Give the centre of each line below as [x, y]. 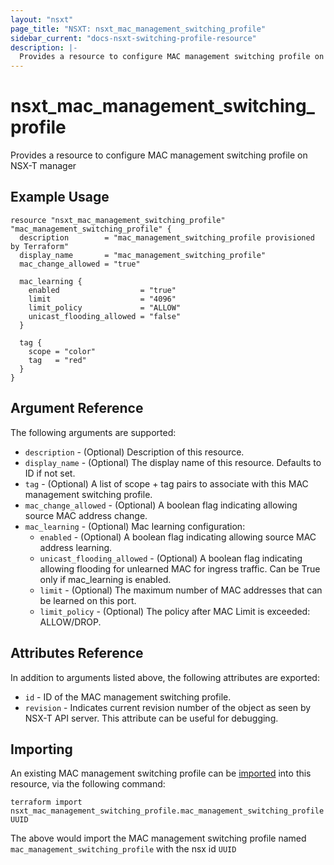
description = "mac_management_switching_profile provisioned [167, 237]
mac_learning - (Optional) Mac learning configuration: [135, 526]
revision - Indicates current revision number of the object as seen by [168, 707]
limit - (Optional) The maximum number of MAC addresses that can [181, 590]
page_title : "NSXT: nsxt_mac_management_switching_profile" [138, 29]
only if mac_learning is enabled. [105, 579]
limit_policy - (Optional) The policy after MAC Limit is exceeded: [175, 611]
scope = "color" [62, 351]
